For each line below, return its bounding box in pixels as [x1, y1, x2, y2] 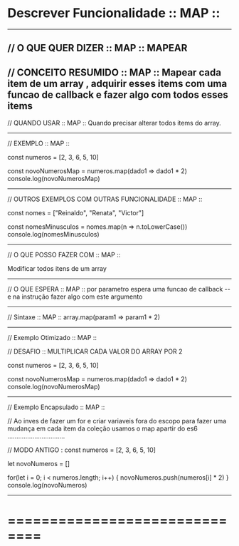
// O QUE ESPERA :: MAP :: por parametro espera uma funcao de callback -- [7, 285, 231, 294]
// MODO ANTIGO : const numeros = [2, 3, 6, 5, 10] [7, 445, 156, 454]
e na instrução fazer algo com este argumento [7, 292, 143, 301]
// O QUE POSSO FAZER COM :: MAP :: [7, 251, 121, 259]
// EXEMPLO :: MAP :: [7, 139, 70, 148]
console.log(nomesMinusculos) [7, 230, 100, 239]
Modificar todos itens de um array [7, 264, 107, 273]
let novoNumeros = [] [7, 460, 70, 468]
